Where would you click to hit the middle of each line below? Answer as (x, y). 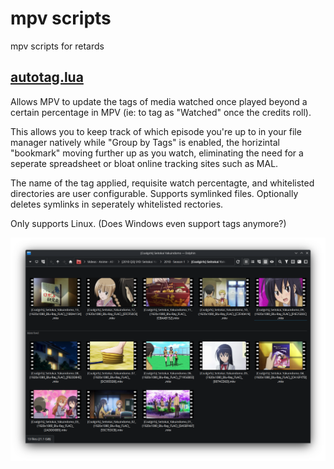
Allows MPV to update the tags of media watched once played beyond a (159, 101)
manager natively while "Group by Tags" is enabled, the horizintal (145, 142)
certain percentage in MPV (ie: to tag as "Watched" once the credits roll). (161, 112)
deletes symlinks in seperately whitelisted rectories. (117, 204)
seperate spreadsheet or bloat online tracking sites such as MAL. (144, 163)
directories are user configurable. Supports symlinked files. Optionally (154, 193)
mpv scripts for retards (57, 46)
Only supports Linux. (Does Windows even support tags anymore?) (148, 223)
